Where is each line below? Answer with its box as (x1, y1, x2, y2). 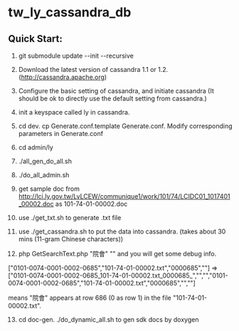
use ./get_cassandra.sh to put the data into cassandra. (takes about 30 (18, 227, 226, 236)
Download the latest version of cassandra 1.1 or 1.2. (18, 65, 169, 73)
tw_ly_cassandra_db (8, 4, 132, 21)
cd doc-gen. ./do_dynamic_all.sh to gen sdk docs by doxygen (18, 315, 199, 324)
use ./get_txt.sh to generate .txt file (18, 214, 122, 221)
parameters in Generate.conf (18, 130, 104, 137)
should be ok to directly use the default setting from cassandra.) (18, 94, 207, 103)
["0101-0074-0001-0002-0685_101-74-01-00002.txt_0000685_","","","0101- (8, 271, 228, 280)
